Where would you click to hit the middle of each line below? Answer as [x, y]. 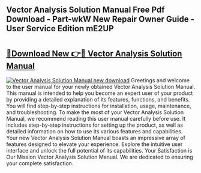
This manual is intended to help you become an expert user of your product [100, 93]
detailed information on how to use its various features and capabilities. [94, 131]
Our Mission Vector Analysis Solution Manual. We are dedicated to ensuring [100, 157]
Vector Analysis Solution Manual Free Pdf [85, 10]
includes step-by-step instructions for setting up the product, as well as [95, 125]
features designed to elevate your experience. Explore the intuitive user [94, 144]
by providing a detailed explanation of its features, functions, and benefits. [98, 99]
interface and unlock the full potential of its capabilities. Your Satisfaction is [99, 150]
